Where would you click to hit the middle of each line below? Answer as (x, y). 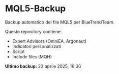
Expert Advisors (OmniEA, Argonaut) (49, 41)
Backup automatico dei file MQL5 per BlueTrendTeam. (60, 22)
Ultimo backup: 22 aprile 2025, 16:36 (43, 66)
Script (18, 51)
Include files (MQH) (32, 56)
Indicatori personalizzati (37, 46)
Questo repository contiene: (33, 31)
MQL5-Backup (35, 9)
